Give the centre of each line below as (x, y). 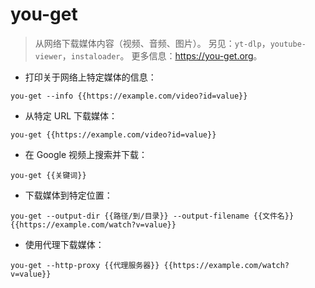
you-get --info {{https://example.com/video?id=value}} (129, 96)
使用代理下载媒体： (64, 244)
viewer (48, 56)
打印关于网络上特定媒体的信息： (90, 77)
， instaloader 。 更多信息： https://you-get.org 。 (162, 55)
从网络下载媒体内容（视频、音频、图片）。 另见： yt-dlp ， (152, 43)
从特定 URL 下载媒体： (71, 115)
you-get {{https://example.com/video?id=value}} (113, 134)
